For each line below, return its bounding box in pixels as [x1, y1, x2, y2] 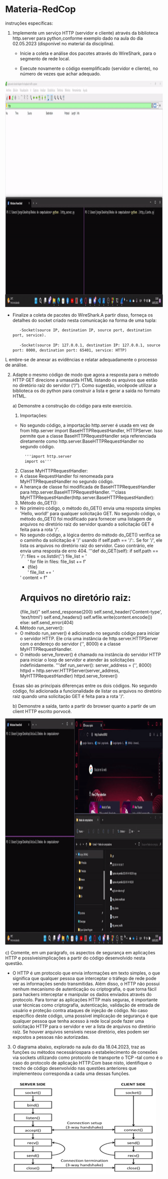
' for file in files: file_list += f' [27, 558, 86, 564]
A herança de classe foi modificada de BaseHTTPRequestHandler [19, 483, 156, 489]
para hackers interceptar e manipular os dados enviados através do [12, 991, 152, 997]
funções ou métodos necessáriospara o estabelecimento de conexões [12, 1049, 158, 1055]
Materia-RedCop [5, 4, 76, 15]
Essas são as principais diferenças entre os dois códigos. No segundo [12, 682, 157, 689]
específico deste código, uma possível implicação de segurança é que [12, 1013, 158, 1019]
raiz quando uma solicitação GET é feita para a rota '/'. [12, 693, 125, 699]
